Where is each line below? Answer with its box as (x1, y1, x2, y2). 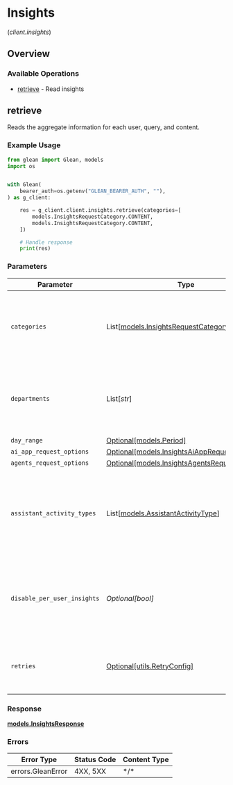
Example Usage (7, 140, 61, 150)
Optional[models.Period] (106, 436, 187, 445)
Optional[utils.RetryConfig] (106, 661, 194, 671)
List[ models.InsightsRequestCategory (106, 322, 230, 331)
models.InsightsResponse (7, 719, 85, 727)
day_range (10, 436, 43, 444)
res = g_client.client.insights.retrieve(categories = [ (19, 207, 182, 214)
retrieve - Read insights (17, 85, 85, 93)
